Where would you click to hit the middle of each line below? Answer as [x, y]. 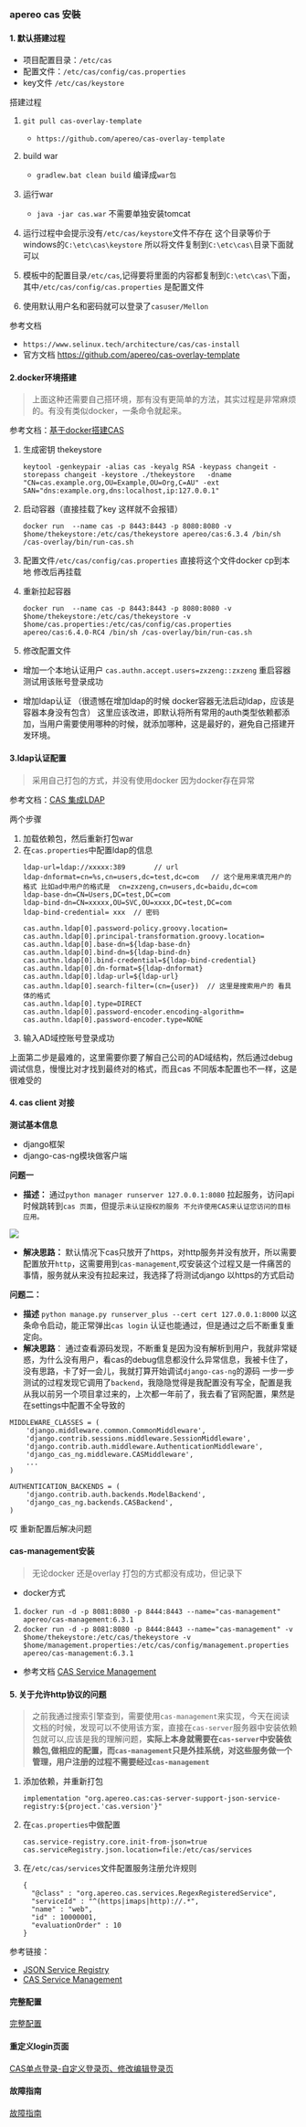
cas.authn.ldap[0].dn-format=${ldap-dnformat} [113, 968]
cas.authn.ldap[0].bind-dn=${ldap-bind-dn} [107, 952]
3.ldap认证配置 [38, 758]
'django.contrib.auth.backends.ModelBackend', [116, 1494]
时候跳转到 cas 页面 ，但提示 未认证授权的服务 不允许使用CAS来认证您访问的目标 [157, 1206]
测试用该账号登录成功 [63, 682]
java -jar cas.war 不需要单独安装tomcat [113, 214]
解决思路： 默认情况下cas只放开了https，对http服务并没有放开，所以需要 [159, 1252]
